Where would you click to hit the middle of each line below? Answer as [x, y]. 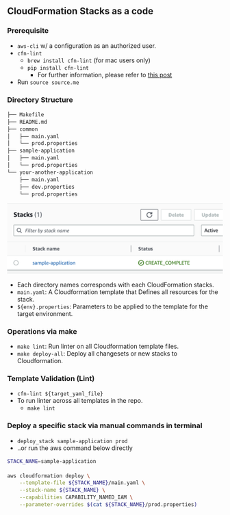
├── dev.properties [47, 187]
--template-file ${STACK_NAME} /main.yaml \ [82, 483]
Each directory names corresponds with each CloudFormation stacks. [115, 285]
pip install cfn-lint [58, 68]
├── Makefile [26, 115]
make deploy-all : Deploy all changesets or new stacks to [97, 354]
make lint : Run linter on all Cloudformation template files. [98, 346]
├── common [23, 129]
